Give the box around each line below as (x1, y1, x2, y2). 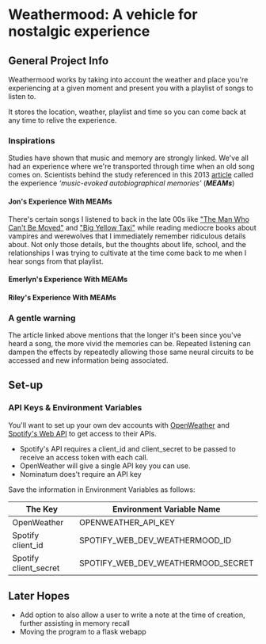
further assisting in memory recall (19, 619, 131, 628)
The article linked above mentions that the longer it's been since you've (8, 330, 241, 340)
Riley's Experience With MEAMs (8, 292, 116, 302)
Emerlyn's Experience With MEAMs (8, 275, 128, 284)
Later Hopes (8, 589, 70, 603)
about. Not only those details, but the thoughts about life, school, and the (8, 239, 247, 249)
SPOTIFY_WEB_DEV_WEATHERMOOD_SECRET (78, 557, 254, 568)
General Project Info (8, 54, 109, 67)
